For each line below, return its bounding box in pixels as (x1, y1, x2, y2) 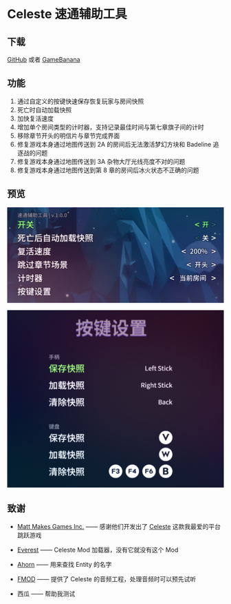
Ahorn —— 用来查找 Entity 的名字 (16, 560, 112, 568)
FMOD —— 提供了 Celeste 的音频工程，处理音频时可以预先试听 (16, 574, 197, 583)
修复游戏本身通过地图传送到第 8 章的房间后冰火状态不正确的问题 (16, 166, 199, 174)
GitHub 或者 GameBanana (7, 56, 80, 63)
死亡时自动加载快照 (16, 105, 72, 114)
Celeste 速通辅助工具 (7, 6, 127, 22)
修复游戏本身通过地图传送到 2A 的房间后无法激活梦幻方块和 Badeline (16, 140, 212, 148)
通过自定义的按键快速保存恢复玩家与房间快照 (16, 97, 144, 105)
